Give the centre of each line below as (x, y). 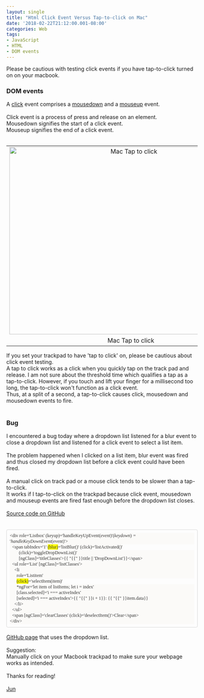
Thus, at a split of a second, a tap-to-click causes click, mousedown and (97, 394)
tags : (13, 35)
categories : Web (27, 29)
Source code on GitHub (36, 513)
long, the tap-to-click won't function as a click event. (72, 388)
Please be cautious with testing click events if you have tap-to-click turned (100, 69)
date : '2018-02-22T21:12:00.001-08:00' (57, 23)
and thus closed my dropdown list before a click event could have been (96, 462)
